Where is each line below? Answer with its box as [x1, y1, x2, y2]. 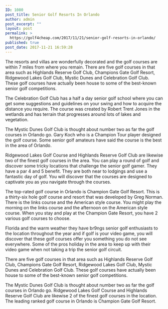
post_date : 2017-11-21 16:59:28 [5, 45, 73, 50]
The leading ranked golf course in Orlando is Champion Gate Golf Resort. [5, 298, 156, 304]
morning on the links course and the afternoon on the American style [5, 204, 148, 210]
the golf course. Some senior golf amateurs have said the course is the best [5, 137, 162, 143]
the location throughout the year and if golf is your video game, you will [5, 230, 153, 237]
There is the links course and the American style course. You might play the [5, 199, 162, 205]
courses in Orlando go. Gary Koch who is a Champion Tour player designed [5, 131, 161, 137]
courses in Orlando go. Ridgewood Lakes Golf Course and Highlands [5, 287, 147, 293]
